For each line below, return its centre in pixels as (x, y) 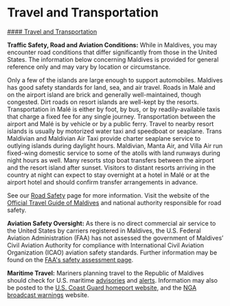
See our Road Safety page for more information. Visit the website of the (108, 195)
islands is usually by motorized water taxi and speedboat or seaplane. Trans (114, 131)
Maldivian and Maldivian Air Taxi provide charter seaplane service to (104, 138)
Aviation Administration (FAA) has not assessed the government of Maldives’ (115, 237)
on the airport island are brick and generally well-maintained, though (104, 95)
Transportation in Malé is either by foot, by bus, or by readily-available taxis (114, 109)
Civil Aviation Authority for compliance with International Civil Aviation (106, 245)
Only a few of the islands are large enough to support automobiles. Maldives (115, 80)
